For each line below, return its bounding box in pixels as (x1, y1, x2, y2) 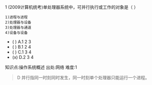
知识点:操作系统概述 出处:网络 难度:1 (5, 65, 77, 70)
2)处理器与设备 (5, 20, 32, 25)
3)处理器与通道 (5, 25, 32, 30)
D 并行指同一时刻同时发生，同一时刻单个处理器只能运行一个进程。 (17, 75, 150, 80)
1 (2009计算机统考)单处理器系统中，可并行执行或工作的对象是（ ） (5, 4, 138, 10)
